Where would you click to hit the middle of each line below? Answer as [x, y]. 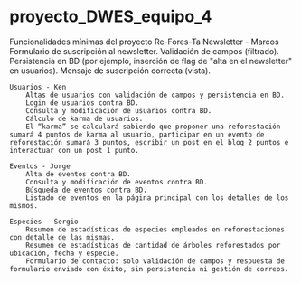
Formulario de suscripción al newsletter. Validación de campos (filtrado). [145, 51]
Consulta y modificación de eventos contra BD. [117, 182]
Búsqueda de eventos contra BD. [86, 190]
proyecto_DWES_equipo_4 [111, 17]
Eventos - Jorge [40, 166]
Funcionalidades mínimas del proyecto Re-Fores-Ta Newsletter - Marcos [144, 42]
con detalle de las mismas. [62, 237]
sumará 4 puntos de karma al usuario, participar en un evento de [137, 134]
